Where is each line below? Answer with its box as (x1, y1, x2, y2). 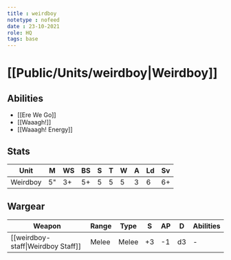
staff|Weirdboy (10, 241, 59, 251)
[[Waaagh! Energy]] (16, 125, 74, 134)
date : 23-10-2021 (7, 23, 60, 30)
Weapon (33, 221, 62, 230)
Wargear (7, 201, 45, 213)
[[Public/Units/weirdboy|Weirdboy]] (7, 65, 218, 81)
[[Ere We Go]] (16, 111, 56, 119)
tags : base (7, 36, 38, 43)
